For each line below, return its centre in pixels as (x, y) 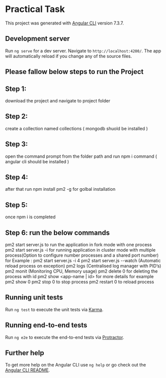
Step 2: (17, 117)
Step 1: (16, 89)
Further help (25, 353)
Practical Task (35, 9)
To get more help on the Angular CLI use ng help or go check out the (76, 365)
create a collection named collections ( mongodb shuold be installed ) (77, 128)
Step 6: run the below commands (58, 232)
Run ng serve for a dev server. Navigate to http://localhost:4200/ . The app (83, 50)
